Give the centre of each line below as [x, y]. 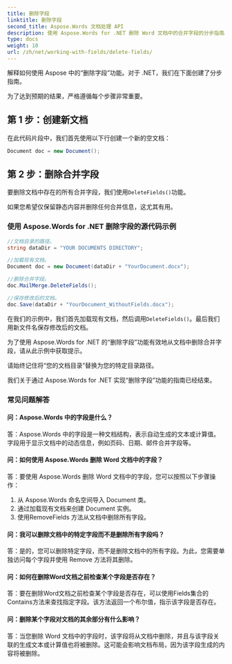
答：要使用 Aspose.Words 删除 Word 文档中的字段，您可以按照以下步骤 [108, 477]
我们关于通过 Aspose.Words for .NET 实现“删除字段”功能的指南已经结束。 [112, 380]
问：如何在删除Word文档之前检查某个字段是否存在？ [82, 577]
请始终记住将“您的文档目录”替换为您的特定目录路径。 [83, 365]
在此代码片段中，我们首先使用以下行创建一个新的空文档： [89, 138]
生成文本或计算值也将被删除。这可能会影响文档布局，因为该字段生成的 [119, 645]
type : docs [23, 39]
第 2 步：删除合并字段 [53, 174]
